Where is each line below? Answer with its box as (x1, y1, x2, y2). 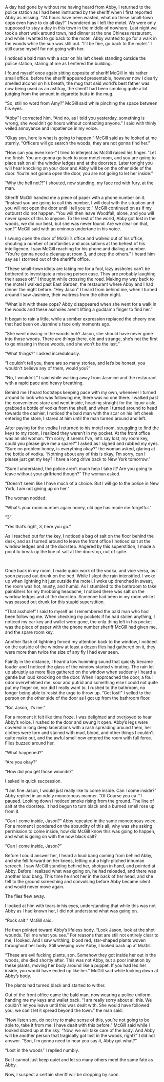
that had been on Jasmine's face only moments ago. (5, 321, 111, 327)
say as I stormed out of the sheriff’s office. (5, 256, 90, 262)
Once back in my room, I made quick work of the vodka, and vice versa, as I (5, 568, 158, 573)
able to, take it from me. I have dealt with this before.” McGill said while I (5, 1022, 150, 1028)
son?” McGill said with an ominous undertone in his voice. (5, 226, 121, 232)
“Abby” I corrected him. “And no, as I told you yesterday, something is (5, 115, 145, 121)
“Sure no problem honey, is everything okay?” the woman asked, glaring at (5, 446, 155, 451)
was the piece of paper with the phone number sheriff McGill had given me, (5, 624, 157, 630)
